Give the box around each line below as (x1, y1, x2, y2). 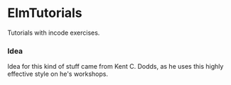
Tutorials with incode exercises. (7, 28, 100, 37)
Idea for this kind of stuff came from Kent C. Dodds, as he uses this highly (7, 62, 224, 71)
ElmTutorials (7, 5, 83, 21)
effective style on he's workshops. (7, 69, 109, 79)
